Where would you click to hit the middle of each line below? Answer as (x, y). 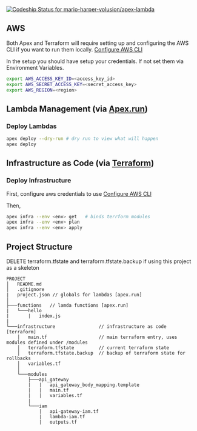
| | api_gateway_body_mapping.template (84, 385)
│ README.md (24, 284)
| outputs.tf (58, 422)
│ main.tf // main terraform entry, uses (97, 337)
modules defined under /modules (47, 342)
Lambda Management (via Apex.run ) (77, 109)
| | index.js (34, 316)
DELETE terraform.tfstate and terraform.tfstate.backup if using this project (99, 261)
